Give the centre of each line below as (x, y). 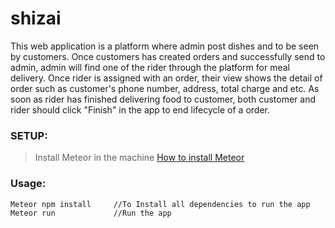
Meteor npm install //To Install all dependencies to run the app (160, 204)
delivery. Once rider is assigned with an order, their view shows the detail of (166, 78)
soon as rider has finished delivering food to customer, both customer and (163, 99)
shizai (36, 18)
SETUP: (29, 135)
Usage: (28, 184)
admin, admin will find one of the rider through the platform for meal (150, 67)
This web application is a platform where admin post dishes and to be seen (165, 46)
